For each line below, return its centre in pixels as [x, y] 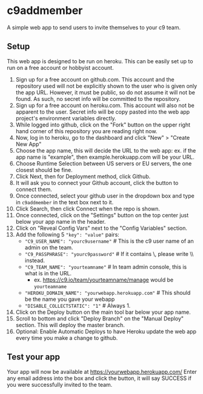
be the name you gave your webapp [70, 299]
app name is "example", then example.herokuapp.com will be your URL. [105, 157]
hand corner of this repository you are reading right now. [86, 131]
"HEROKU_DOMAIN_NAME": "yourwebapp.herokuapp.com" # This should [108, 292]
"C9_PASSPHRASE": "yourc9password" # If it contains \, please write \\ [109, 254]
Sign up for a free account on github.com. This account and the [95, 79]
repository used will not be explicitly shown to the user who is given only [106, 86]
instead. [35, 260]
